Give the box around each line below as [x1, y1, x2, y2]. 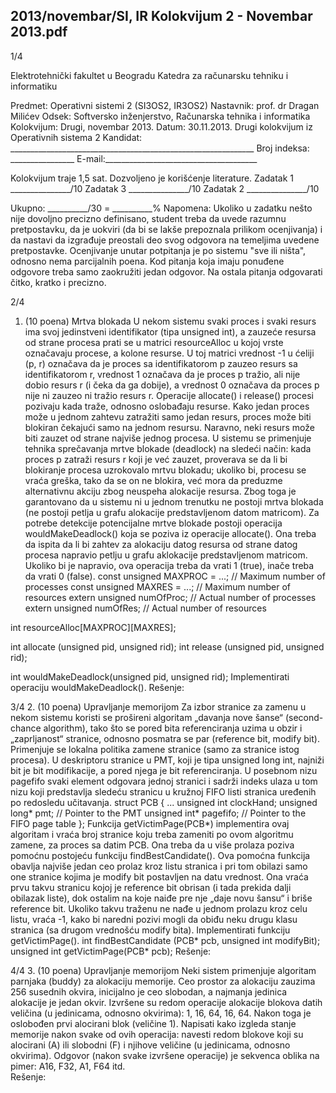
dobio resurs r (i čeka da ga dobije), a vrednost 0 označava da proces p [24, 379, 320, 391]
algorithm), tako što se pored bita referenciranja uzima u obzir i [43, 722, 303, 734]
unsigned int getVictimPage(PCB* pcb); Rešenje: [10, 945, 212, 957]
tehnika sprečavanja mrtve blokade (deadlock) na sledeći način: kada [24, 442, 312, 454]
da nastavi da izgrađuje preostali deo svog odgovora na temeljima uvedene [10, 234, 320, 246]
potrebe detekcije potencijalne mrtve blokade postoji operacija [24, 517, 283, 529]
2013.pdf [10, 24, 68, 41]
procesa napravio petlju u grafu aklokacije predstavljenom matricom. [24, 549, 308, 561]
